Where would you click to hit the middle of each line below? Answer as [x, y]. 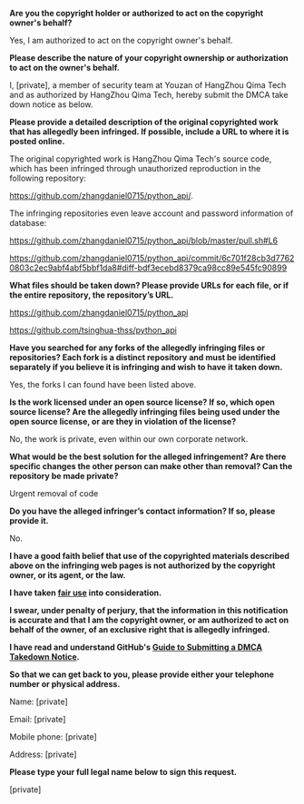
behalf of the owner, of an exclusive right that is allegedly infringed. [140, 629]
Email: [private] [38, 719]
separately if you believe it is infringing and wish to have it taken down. [146, 367]
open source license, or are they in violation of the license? [123, 422]
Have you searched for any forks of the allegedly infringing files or [137, 348]
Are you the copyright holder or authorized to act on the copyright [137, 13]
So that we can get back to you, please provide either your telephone [142, 674]
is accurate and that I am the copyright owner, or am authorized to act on [149, 620]
